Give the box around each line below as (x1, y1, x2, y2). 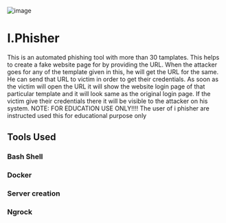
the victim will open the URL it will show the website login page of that (7, 82, 205, 91)
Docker (7, 170, 32, 180)
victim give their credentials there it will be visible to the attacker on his (7, 97, 208, 105)
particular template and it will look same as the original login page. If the (7, 89, 211, 97)
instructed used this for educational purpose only (7, 111, 147, 119)
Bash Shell (7, 152, 43, 161)
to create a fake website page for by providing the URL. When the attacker (7, 60, 218, 69)
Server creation (7, 189, 60, 198)
